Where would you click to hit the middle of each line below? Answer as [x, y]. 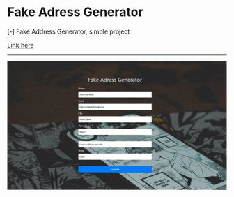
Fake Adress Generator [76, 12]
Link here [21, 45]
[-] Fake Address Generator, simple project [69, 31]
